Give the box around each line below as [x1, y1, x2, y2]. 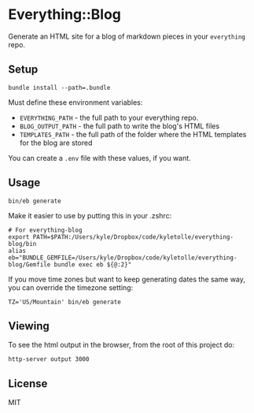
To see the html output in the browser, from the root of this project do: [8, 340, 234, 350]
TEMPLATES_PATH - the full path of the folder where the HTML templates [19, 129, 247, 139]
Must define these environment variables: [8, 97, 143, 107]
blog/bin [8, 240, 37, 247]
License [8, 377, 48, 390]
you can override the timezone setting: [8, 282, 134, 292]
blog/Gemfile [8, 260, 51, 269]
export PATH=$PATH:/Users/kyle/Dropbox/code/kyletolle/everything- [8, 233, 234, 241]
